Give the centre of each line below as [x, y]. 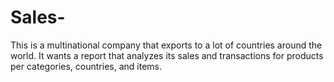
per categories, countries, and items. [86, 66]
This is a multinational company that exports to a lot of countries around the [166, 45]
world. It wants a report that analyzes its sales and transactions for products [167, 55]
